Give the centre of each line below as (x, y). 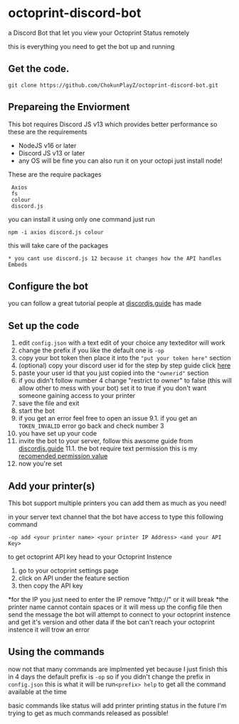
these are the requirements (48, 131)
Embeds (18, 264)
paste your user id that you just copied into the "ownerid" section (113, 373)
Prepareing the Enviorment (69, 107)
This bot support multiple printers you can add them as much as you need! (117, 503)
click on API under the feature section (74, 578)
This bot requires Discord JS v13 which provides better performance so (113, 124)
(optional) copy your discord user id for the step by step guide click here (124, 366)
